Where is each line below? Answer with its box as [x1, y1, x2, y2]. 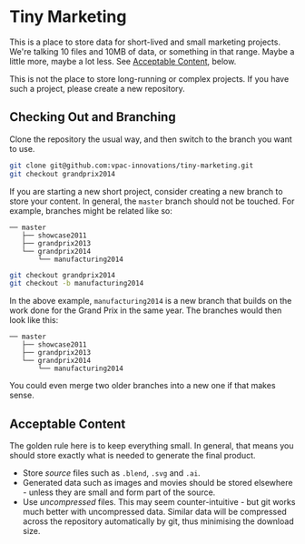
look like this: [9, 315, 59, 326]
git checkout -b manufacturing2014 [9, 279, 144, 288]
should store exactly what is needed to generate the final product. [9, 450, 256, 461]
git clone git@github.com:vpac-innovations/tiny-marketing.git [9, 161, 254, 170]
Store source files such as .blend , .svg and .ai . [22, 468, 202, 479]
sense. [9, 389, 34, 401]
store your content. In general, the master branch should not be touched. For [9, 196, 295, 207]
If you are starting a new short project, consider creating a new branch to [9, 186, 283, 196]
